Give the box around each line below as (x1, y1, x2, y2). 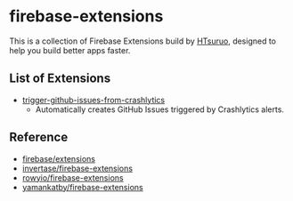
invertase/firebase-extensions (21, 163, 134, 173)
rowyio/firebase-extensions (21, 172, 124, 183)
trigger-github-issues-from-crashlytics (21, 94, 166, 105)
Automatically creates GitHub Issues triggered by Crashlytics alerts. (35, 104, 285, 115)
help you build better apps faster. (9, 44, 131, 55)
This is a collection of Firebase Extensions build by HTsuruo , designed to (9, 36, 277, 46)
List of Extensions (9, 71, 111, 86)
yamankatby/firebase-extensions (21, 181, 144, 192)
